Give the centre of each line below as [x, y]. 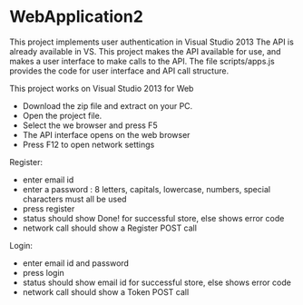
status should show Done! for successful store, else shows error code [153, 218]
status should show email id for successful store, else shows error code [157, 282]
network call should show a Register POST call [110, 228]
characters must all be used [74, 199]
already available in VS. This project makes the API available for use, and [145, 51]
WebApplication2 [76, 17]
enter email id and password [76, 263]
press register [49, 208]
